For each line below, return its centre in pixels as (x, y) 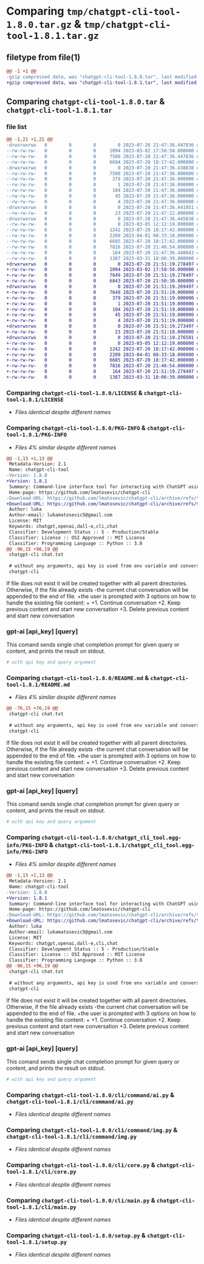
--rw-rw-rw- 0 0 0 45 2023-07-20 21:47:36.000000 (100, 196)
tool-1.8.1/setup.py (37, 1242)
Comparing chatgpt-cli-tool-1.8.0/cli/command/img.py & (92, 1129)
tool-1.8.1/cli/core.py (42, 1172)
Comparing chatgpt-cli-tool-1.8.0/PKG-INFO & (76, 428)
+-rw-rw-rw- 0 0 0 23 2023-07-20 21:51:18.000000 (100, 332)
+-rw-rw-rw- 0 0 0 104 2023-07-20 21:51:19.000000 (100, 309)
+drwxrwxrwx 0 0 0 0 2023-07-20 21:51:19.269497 (100, 287)
